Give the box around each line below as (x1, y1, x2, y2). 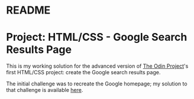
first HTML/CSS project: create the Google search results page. (6, 69, 161, 76)
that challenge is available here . (6, 87, 83, 94)
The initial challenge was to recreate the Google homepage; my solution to (6, 80, 187, 87)
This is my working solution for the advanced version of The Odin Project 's (6, 62, 189, 70)
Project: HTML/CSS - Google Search (6, 31, 187, 44)
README (6, 4, 51, 17)
